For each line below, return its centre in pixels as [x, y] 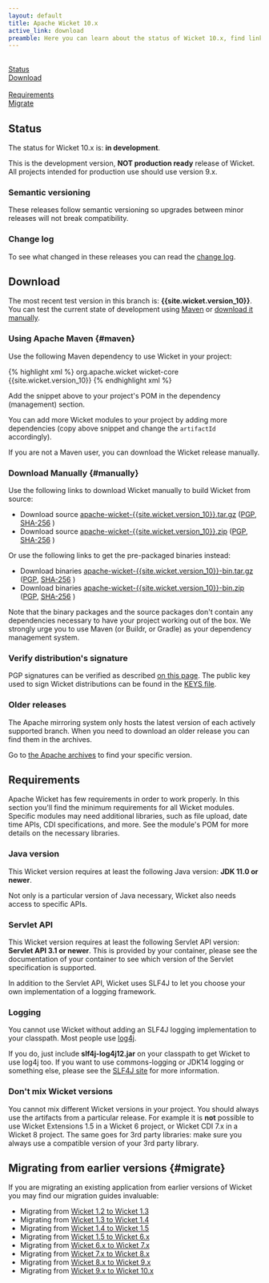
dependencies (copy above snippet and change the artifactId [112, 428]
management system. [44, 638]
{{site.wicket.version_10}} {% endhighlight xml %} [90, 380]
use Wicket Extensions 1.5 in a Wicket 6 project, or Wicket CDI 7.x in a [123, 1126]
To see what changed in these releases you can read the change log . [122, 256]
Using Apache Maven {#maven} [72, 339]
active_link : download [46, 30]
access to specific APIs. [48, 904]
